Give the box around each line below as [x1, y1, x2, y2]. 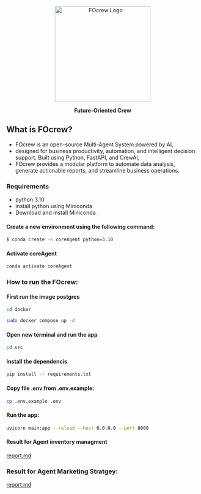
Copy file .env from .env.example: [6, 384, 95, 392]
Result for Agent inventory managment [6, 438, 108, 446]
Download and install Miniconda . [15, 209, 99, 217]
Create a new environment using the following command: [6, 223, 155, 230]
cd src [6, 345, 23, 351]
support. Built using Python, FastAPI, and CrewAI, [15, 154, 140, 161]
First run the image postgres [6, 293, 80, 300]
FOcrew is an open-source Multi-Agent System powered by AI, [15, 141, 174, 148]
